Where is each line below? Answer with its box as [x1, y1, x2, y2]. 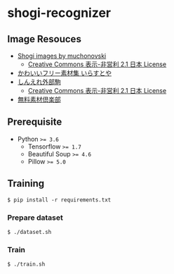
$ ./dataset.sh [7, 228, 52, 235]
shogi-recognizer [7, 5, 111, 21]
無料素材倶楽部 [17, 95, 61, 104]
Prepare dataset [7, 213, 63, 223]
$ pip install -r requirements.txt [7, 196, 112, 204]
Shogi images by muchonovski [17, 51, 107, 60]
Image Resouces [7, 33, 82, 45]
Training [7, 178, 45, 189]
